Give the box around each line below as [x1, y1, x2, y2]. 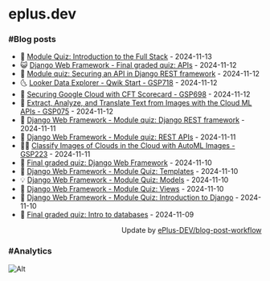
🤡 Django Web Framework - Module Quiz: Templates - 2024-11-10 [19, 167, 239, 176]
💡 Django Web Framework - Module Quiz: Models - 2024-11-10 [19, 175, 229, 185]
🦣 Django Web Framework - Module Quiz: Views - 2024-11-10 [19, 184, 224, 194]
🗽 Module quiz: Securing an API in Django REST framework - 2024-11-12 [19, 69, 260, 79]
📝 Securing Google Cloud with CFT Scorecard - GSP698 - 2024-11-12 [19, 89, 251, 99]
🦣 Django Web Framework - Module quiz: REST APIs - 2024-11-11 [19, 132, 236, 142]
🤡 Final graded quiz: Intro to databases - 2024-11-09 [19, 210, 194, 220]
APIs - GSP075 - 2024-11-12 [19, 106, 114, 117]
